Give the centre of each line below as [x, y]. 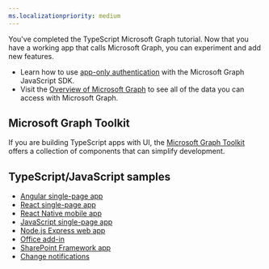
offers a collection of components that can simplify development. [117, 152]
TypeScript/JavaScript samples [90, 176]
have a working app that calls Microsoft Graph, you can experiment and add [134, 47]
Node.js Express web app [63, 231]
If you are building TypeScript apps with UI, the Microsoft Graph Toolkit [126, 143]
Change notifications [55, 257]
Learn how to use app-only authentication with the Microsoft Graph [132, 72]
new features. [31, 56]
